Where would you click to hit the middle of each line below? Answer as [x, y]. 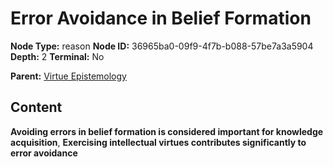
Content [36, 107]
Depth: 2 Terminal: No [57, 56]
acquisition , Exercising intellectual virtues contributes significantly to [158, 142]
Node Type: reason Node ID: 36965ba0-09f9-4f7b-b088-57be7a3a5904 [162, 46]
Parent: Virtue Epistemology [68, 76]
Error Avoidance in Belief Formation [161, 18]
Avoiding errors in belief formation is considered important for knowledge [167, 131]
